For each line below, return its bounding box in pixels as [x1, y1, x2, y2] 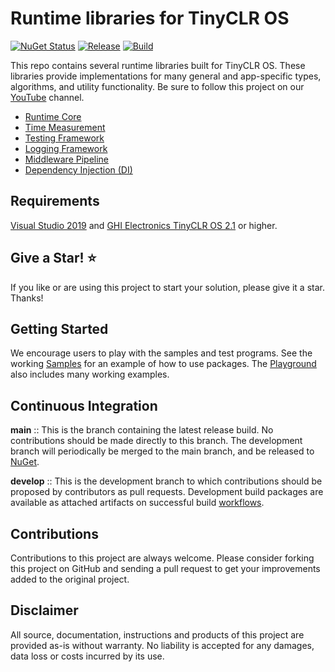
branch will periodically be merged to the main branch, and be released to [10, 445, 315, 457]
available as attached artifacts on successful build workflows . [10, 497, 265, 509]
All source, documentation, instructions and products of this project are [10, 628, 305, 641]
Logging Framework [24, 142, 108, 154]
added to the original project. [10, 573, 130, 585]
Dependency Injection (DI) [24, 163, 133, 176]
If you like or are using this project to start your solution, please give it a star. [10, 281, 325, 293]
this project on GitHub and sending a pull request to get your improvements [10, 563, 321, 574]
